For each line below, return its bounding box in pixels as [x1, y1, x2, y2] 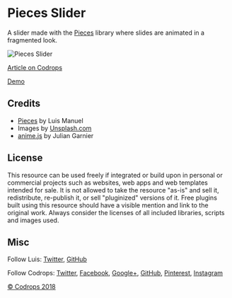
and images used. [7, 216, 59, 224]
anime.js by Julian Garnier [17, 131, 94, 139]
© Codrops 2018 [7, 282, 56, 291]
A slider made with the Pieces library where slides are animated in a [7, 28, 205, 37]
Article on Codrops [7, 63, 62, 71]
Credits [7, 98, 41, 110]
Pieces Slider [7, 5, 86, 21]
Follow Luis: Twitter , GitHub [7, 255, 87, 263]
